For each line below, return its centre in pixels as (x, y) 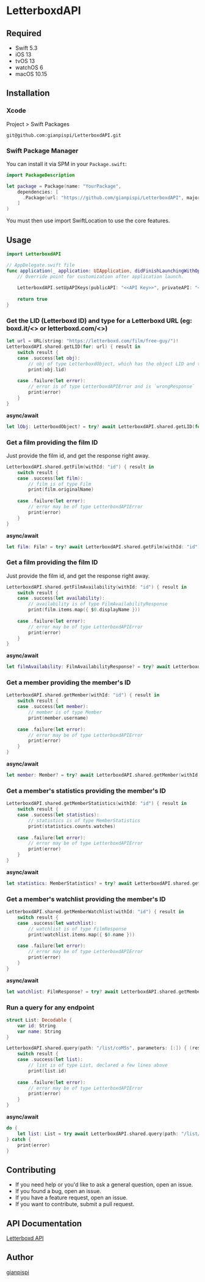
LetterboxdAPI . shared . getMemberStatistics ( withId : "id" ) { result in (97, 804)
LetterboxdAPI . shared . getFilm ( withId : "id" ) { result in (80, 467)
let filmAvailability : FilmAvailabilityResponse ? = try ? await (88, 667)
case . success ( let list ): (50, 1060)
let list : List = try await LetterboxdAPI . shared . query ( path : (98, 1134)
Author (20, 1257)
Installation (28, 93)
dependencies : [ (38, 192)
